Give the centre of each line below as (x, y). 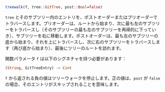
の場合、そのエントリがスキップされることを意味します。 (63, 84)
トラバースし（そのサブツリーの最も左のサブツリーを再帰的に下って (83, 29)
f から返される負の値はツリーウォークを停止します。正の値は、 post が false (83, 78)
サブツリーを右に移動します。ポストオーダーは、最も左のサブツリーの (87, 36)
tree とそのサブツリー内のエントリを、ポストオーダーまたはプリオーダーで (82, 17)
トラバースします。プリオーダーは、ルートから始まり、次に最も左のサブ (78, 23)
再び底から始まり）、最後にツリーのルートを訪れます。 (69, 48)
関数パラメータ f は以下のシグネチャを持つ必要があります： (66, 58)
